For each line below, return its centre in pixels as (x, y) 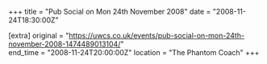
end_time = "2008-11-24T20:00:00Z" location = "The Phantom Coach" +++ (134, 52)
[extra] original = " (39, 36)
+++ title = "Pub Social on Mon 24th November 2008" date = (110, 12)
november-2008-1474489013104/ (65, 44)
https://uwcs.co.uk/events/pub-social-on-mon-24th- (156, 36)
